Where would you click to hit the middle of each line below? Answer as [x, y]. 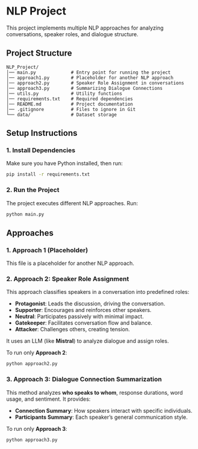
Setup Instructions [42, 133]
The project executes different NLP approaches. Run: [72, 203]
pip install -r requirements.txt [48, 174]
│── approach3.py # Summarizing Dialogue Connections [85, 88]
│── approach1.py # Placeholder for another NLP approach [90, 78]
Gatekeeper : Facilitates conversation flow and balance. [83, 323]
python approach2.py [32, 364]
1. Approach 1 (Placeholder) [47, 250]
